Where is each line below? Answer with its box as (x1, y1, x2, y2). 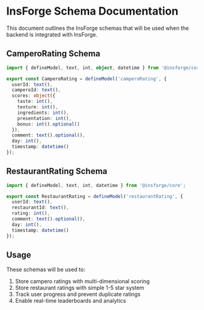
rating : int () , (12, 210, 50, 217)
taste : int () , (17, 99, 53, 105)
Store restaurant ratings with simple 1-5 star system (15, 284, 144, 292)
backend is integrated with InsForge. (6, 30, 98, 38)
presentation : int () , (17, 115, 72, 121)
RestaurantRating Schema (6, 166, 107, 177)
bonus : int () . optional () (17, 121, 80, 127)
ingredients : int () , (17, 110, 69, 116)
